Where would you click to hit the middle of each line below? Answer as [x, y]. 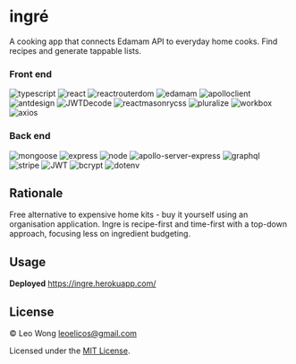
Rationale [36, 193]
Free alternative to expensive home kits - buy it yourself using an [129, 215]
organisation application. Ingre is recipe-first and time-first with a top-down [148, 224]
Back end [30, 136]
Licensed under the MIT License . [70, 351]
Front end [30, 74]
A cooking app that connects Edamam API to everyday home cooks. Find [144, 41]
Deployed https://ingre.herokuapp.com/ [83, 283]
